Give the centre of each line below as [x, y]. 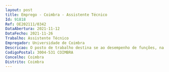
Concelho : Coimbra [25, 57]
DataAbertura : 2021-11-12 [32, 29]
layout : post [19, 10]
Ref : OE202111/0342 [26, 24]
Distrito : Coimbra [25, 62]
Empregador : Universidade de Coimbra [45, 43]
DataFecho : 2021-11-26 [29, 33]
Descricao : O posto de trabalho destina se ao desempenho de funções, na [85, 48]
